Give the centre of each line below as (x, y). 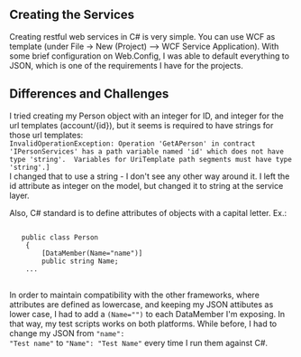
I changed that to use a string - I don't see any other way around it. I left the (150, 176)
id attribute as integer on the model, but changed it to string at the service (146, 185)
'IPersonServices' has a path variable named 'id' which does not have (146, 151)
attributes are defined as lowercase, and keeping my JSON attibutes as (141, 304)
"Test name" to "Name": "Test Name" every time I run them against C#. (139, 343)
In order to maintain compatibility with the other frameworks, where (134, 295)
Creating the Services (72, 15)
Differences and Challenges (89, 94)
